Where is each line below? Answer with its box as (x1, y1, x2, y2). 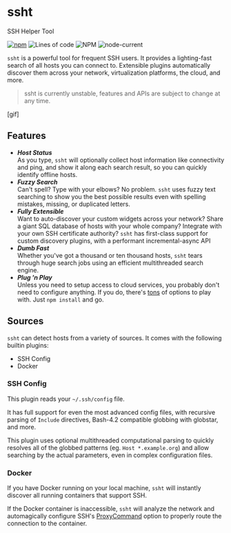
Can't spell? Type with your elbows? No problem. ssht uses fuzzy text (17, 185, 216, 194)
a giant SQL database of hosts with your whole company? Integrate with (17, 222, 222, 230)
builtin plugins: (7, 341, 49, 349)
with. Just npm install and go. (17, 295, 104, 303)
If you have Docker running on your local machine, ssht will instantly (7, 484, 201, 492)
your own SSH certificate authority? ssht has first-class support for (17, 229, 208, 237)
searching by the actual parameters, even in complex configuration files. (7, 451, 213, 459)
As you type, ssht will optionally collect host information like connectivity (17, 156, 225, 164)
